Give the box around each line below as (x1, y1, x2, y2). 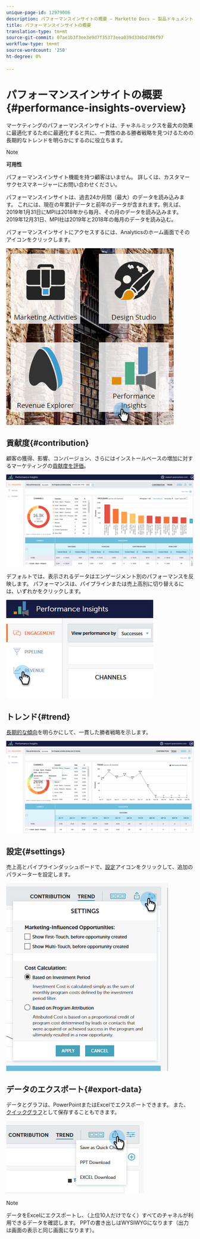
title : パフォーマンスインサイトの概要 (6, 22, 92, 28)
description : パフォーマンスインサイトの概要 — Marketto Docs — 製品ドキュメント (6, 15, 193, 22)
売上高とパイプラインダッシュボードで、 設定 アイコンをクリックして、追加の (6, 863, 193, 870)
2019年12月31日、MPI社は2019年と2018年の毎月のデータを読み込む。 (6, 216, 177, 223)
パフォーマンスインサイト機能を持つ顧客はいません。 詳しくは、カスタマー (6, 173, 190, 180)
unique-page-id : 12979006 (6, 10, 70, 15)
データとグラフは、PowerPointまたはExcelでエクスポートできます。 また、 (6, 1101, 189, 1108)
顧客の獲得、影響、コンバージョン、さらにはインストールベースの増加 (6, 455, 177, 462)
